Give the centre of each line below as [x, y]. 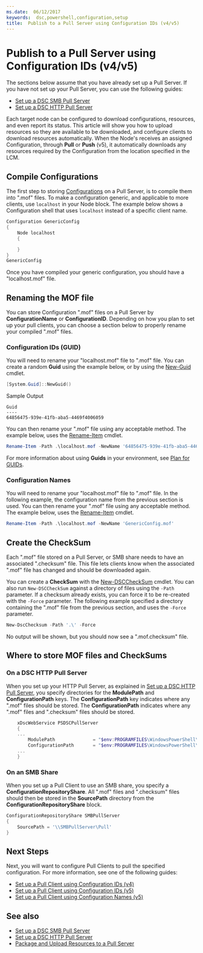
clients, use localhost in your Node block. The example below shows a [95, 204]
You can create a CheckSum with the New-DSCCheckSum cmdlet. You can [100, 582]
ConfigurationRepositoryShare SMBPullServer [63, 816]
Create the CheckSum [49, 542]
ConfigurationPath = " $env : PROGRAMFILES [88, 745]
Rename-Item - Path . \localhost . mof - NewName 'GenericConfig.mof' [90, 524]
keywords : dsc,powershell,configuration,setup [67, 18]
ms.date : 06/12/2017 [34, 12]
